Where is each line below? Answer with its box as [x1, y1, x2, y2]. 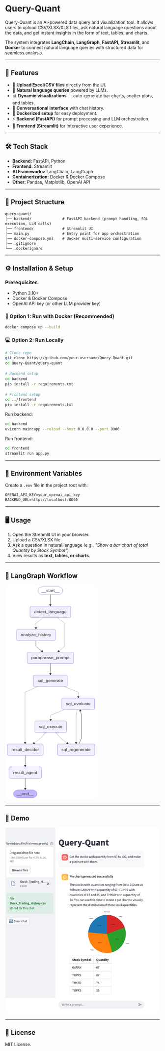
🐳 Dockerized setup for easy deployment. [12, 110, 98, 116]
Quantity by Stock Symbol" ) [12, 547, 69, 553]
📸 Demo [5, 814, 29, 823]
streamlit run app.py [5, 451, 50, 456]
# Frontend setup [5, 392, 41, 397]
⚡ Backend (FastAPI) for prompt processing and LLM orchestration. [12, 115, 150, 121]
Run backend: [5, 412, 33, 417]
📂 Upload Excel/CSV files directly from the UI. [12, 82, 107, 88]
